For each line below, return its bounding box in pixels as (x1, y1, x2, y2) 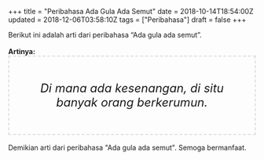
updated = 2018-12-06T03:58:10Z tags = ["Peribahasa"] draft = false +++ (8, 15, 247, 24)
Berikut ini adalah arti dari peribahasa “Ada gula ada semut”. (8, 31, 202, 39)
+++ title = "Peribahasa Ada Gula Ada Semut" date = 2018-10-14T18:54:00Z (8, 7, 254, 16)
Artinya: (8, 47, 35, 56)
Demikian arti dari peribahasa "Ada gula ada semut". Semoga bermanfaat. (8, 143, 247, 152)
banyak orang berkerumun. (56, 95, 208, 110)
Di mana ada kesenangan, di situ (40, 81, 224, 96)
